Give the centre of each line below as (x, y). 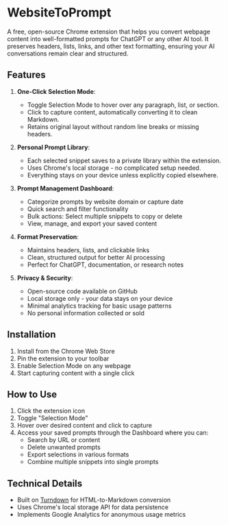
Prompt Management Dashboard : (65, 188)
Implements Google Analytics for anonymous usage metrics (101, 515)
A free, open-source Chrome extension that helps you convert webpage (109, 32)
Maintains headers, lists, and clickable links (88, 250)
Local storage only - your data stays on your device (100, 298)
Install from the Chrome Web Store (66, 351)
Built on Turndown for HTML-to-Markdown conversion (94, 500)
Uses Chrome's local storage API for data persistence (93, 507)
